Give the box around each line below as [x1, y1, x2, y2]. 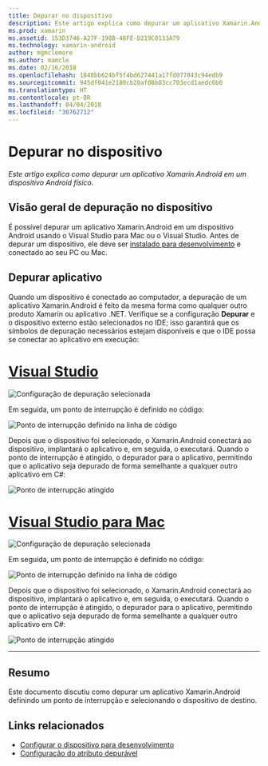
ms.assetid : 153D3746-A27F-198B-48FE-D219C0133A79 [8, 34, 180, 42]
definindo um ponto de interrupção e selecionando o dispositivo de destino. [8, 696, 258, 705]
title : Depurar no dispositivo [8, 11, 112, 20]
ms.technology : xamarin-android [8, 42, 116, 50]
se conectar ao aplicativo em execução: [8, 334, 140, 344]
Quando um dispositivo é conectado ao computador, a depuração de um [8, 292, 247, 301]
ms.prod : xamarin [8, 26, 66, 34]
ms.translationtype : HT [8, 86, 88, 94]
